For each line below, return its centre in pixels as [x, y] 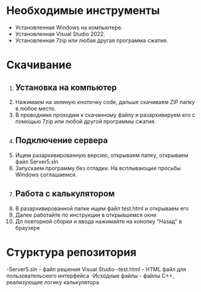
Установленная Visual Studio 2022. [60, 33]
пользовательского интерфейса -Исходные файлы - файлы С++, [90, 276]
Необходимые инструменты [83, 11]
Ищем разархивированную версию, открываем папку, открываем [102, 155]
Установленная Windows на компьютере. [69, 27]
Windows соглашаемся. [46, 175]
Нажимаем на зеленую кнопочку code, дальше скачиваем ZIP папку [105, 102]
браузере [27, 228]
